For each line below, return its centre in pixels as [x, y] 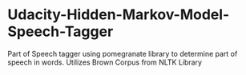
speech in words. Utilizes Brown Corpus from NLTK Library [105, 62]
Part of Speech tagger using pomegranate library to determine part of [123, 53]
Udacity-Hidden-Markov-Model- [119, 15]
